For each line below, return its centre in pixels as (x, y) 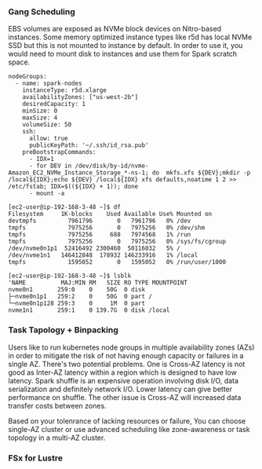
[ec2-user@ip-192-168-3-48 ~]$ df (65, 207)
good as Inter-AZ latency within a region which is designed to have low (122, 372)
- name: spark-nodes (49, 84)
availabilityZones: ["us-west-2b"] (80, 97)
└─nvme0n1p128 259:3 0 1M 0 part (77, 304)
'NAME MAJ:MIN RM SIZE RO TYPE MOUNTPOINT (98, 283)
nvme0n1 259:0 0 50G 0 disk (77, 290)
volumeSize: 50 (47, 125)
